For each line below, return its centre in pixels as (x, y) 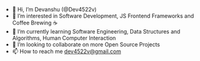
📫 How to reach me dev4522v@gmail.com (66, 51)
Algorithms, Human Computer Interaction (64, 38)
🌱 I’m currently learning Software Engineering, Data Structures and (96, 31)
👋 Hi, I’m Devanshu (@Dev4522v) (54, 9)
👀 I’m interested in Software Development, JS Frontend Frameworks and (103, 16)
